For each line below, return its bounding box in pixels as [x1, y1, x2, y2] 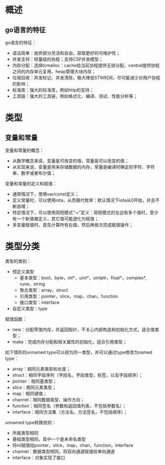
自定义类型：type [12, 305, 48, 311]
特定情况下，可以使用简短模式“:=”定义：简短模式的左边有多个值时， [12, 210, 150, 215]
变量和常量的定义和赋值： [5, 181, 57, 186]
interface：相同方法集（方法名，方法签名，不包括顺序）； [12, 409, 128, 415]
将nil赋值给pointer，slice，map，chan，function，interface [12, 442, 133, 448]
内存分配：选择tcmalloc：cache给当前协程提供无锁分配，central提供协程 [12, 63, 160, 68]
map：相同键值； [12, 390, 48, 397]
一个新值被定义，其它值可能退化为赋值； [16, 216, 99, 222]
